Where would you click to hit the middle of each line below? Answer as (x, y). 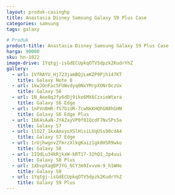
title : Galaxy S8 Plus (46, 160)
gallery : (17, 69)
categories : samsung (33, 23)
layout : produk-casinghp (38, 12)
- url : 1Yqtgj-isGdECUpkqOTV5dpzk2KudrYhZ (67, 177)
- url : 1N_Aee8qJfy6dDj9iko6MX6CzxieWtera (67, 97)
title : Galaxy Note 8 (45, 80)
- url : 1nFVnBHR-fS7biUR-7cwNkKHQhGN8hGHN (67, 109)
